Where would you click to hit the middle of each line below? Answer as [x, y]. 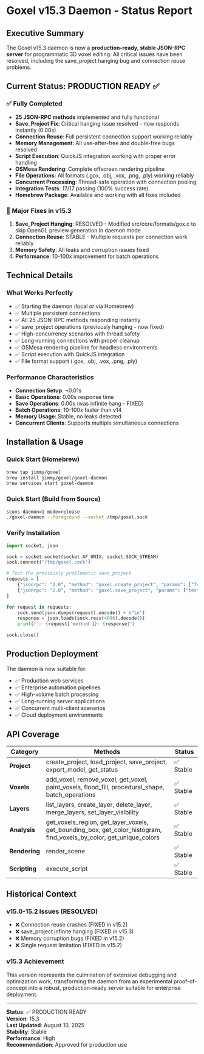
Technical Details [40, 275]
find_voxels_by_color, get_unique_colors [103, 837]
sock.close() [23, 635]
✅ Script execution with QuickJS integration [70, 354]
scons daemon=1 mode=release [43, 512]
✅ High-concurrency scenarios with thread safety [77, 334]
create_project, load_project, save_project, [106, 762]
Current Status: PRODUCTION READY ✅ [83, 86]
